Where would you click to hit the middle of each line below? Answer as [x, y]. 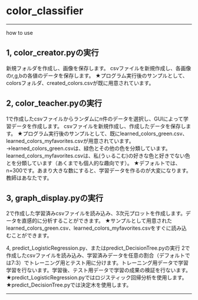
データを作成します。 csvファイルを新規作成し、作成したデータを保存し [98, 126]
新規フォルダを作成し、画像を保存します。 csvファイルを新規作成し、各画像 [99, 68]
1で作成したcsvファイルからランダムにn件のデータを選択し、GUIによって [95, 119]
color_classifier [45, 11]
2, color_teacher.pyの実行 [54, 104]
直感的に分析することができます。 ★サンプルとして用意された [97, 221]
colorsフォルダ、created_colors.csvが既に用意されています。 [80, 83]
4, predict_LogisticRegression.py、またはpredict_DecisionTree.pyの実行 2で [98, 248]
